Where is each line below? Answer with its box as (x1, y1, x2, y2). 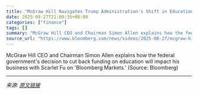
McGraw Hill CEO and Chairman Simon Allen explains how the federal (6, 52, 175, 58)
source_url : (6, 36, 35, 41)
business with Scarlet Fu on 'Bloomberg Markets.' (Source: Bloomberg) (6, 64, 179, 71)
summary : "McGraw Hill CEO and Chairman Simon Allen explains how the (6, 30, 183, 36)
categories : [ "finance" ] (6, 19, 67, 25)
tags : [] (6, 25, 28, 31)
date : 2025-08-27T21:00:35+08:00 (6, 14, 88, 20)
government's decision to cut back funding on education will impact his (6, 58, 180, 65)
